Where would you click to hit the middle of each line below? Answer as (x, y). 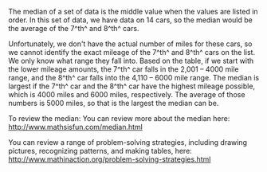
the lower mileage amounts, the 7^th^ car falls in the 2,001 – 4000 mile (124, 69)
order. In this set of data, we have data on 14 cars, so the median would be (130, 20)
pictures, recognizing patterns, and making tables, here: (100, 151)
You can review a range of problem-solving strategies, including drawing (128, 142)
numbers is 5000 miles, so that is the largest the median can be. (114, 103)
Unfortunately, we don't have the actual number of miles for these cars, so (130, 44)
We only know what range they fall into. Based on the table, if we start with (131, 61)
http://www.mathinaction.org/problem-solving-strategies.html (110, 159)
